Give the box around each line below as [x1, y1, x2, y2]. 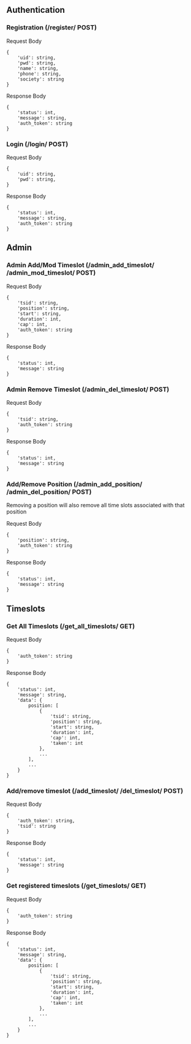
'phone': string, [17, 71, 62, 77]
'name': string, [17, 65, 59, 71]
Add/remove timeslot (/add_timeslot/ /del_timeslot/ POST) [6, 786, 184, 795]
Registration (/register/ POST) [6, 23, 97, 32]
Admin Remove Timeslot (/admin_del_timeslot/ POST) [6, 385, 170, 394]
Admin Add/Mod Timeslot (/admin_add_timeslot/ [6, 261, 155, 270]
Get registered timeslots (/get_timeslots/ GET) [6, 881, 146, 890]
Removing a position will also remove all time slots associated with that [6, 502, 185, 509]
